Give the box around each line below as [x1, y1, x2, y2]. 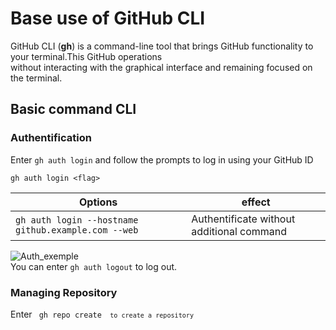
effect [241, 195, 271, 209]
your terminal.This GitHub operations [10, 50, 163, 62]
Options [78, 195, 118, 209]
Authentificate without [191, 212, 296, 226]
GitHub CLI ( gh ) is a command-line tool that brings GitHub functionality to [10, 40, 314, 52]
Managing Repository [10, 285, 118, 299]
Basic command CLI [10, 101, 137, 118]
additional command [191, 224, 288, 238]
